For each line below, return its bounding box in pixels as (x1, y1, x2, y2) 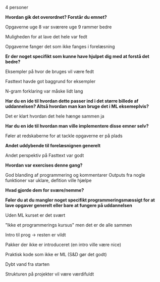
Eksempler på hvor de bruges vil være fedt (5, 68, 94, 74)
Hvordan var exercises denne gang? (5, 162, 83, 168)
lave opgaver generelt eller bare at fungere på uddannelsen (5, 203, 133, 208)
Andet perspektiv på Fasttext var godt (5, 152, 84, 158)
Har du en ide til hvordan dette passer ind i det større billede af (5, 98, 139, 104)
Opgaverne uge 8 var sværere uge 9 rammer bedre (5, 24, 112, 30)
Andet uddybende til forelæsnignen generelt (5, 143, 101, 148)
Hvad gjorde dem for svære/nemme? (5, 187, 84, 193)
